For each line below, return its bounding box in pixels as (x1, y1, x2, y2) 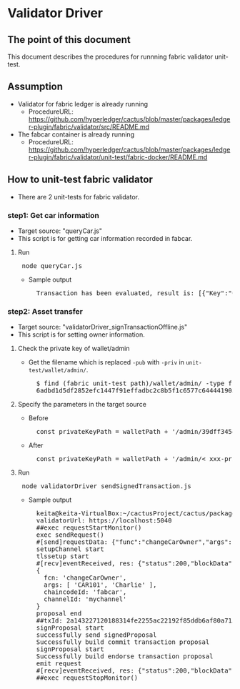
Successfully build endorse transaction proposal (36, 653, 214, 660)
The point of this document (7, 34, 131, 46)
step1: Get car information (7, 210, 100, 220)
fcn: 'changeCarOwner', (44, 574, 127, 582)
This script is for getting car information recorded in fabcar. (17, 234, 193, 242)
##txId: (36, 617, 63, 625)
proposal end (36, 610, 82, 618)
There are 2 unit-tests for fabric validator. (17, 192, 139, 201)
